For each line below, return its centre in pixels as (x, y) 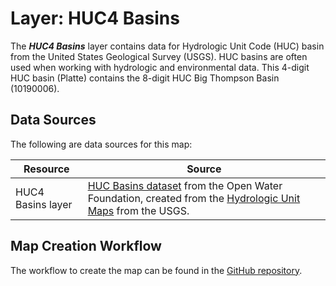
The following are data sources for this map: (101, 144)
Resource (46, 169)
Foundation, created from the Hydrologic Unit (194, 198)
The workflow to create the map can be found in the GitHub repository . (156, 270)
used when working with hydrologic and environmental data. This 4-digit (160, 67)
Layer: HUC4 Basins (95, 18)
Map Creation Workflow (86, 246)
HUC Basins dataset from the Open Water (185, 185)
